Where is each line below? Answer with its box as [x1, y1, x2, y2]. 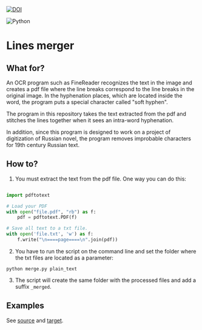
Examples [6, 301, 44, 311]
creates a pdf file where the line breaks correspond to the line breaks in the [6, 86, 195, 92]
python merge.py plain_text [6, 266, 78, 272]
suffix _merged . [15, 283, 52, 290]
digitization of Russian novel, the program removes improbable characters [6, 135, 192, 142]
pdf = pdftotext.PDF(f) [17, 215, 78, 221]
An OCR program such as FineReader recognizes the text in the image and [6, 79, 192, 86]
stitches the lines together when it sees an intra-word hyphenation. [6, 117, 174, 124]
